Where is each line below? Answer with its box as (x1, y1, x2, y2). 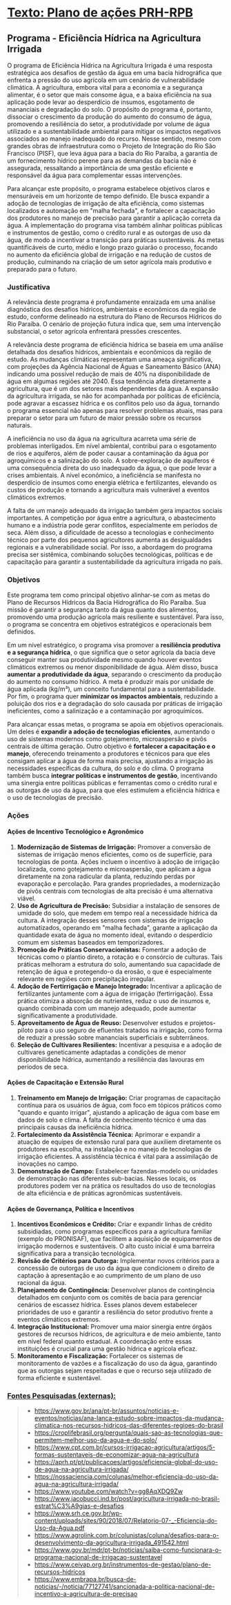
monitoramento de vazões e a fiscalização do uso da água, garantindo (17, 1360, 217, 1368)
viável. (17, 894, 36, 902)
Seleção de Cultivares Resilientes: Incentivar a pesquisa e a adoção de (17, 1040, 222, 1049)
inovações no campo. (17, 1160, 79, 1168)
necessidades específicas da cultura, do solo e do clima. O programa (7, 764, 204, 772)
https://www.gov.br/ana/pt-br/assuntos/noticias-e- (34, 1406, 179, 1415)
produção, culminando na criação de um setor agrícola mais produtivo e (7, 258, 212, 266)
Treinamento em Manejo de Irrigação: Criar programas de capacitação (17, 1093, 221, 1102)
